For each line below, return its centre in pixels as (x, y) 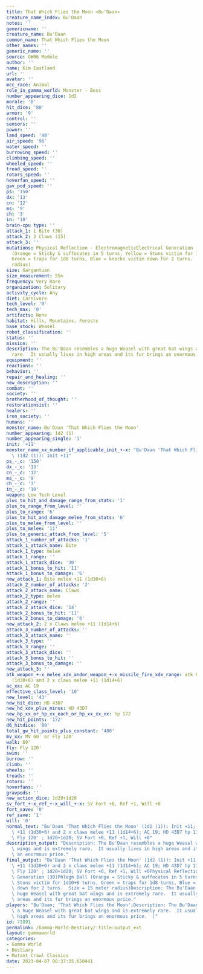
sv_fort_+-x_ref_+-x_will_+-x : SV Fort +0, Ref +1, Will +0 (84, 804)
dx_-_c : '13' (23, 467)
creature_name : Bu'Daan (36, 34)
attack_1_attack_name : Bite (42, 546)
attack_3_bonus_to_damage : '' (44, 663)
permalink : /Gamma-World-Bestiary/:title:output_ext (74, 927)
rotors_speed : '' (28, 175)
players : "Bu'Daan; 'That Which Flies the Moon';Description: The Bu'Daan (102, 905)
